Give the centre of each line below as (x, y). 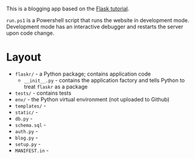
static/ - (26, 112)
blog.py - (26, 137)
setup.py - (28, 144)
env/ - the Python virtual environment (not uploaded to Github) (92, 99)
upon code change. (30, 33)
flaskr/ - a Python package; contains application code (83, 74)
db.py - (24, 118)
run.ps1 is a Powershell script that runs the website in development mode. (98, 20)
